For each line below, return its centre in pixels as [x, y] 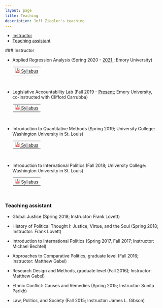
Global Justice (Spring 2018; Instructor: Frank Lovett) [66, 216]
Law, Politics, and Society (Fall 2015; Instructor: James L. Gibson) [79, 300]
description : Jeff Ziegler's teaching [45, 21]
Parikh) [19, 291]
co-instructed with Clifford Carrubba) [50, 97]
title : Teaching [22, 16]
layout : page [18, 10]
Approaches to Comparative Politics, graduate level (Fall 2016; [75, 256]
